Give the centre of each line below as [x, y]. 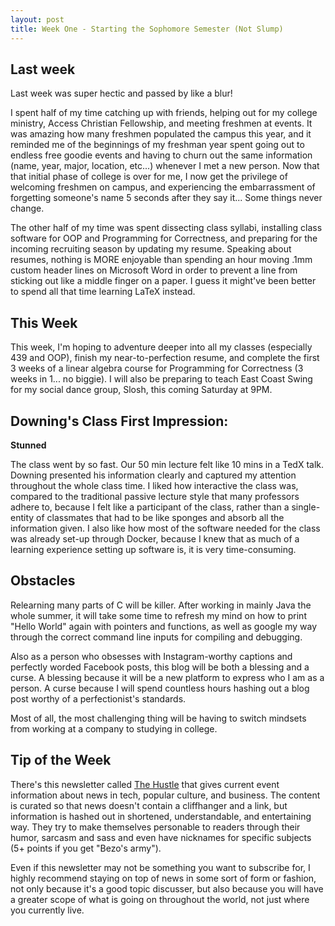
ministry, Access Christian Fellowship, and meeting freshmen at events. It [161, 123]
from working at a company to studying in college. [114, 728]
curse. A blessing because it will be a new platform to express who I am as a [167, 677]
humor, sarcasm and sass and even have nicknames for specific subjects [161, 837]
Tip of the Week [61, 760]
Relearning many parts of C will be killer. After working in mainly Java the [161, 605]
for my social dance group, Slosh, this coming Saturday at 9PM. [141, 390]
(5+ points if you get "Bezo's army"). [86, 848]
